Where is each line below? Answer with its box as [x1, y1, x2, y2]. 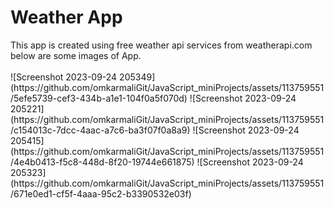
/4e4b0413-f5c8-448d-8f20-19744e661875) [10, 156, 195, 168]
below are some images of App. [10, 49, 142, 61]
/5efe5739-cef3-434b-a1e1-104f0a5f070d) [10, 92, 188, 104]
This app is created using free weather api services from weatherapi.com [10, 39, 313, 51]
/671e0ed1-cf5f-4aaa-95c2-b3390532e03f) [10, 187, 192, 200]
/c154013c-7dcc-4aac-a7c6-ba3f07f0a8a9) [10, 124, 191, 136]
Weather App [10, 6, 123, 29]
